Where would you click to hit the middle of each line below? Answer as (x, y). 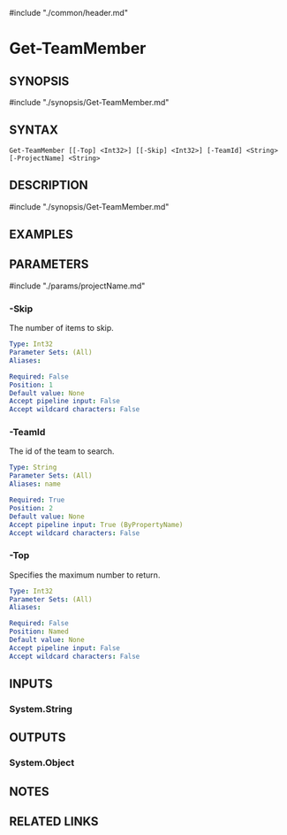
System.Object (42, 762)
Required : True (37, 500)
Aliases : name (35, 484)
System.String (41, 709)
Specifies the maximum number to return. (85, 575)
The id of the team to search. (62, 451)
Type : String (33, 468)
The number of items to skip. (62, 328)
